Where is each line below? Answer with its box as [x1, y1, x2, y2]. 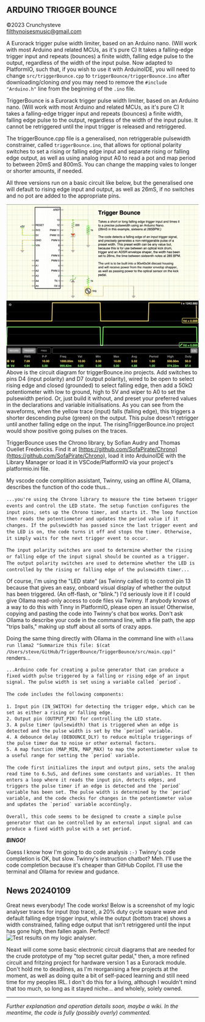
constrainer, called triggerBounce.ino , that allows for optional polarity [6, 141, 182, 149]
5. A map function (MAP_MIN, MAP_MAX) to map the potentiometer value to [6, 746, 198, 752]
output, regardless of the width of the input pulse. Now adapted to [6, 59, 173, 66]
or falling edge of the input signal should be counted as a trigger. [6, 554, 190, 560]
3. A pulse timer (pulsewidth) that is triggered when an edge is [6, 722, 179, 728]
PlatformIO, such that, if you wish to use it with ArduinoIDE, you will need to [6, 65, 196, 73]
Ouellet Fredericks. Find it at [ [6, 445, 81, 453]
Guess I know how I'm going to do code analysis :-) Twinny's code [6, 848, 176, 856]
